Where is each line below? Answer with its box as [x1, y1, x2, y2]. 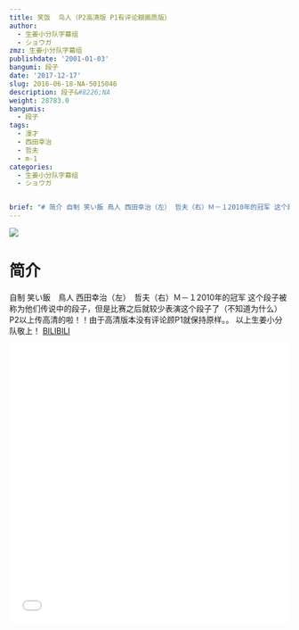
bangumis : [9, 104, 46, 113]
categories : [9, 162, 53, 171]
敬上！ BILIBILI [16, 325, 71, 336]
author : [9, 21, 38, 30]
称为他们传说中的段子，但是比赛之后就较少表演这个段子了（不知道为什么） [9, 303, 282, 313]
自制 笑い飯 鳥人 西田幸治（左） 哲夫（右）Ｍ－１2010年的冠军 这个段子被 [9, 292, 287, 303]
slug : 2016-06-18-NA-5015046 [9, 79, 117, 88]
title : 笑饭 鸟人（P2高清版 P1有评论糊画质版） [9, 12, 172, 22]
